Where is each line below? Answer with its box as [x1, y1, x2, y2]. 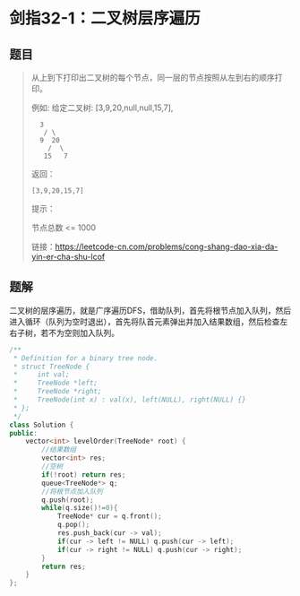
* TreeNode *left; [13, 378, 99, 388]
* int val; [13, 370, 70, 379]
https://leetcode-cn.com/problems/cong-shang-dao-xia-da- [55, 241, 279, 252]
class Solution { [9, 420, 74, 429]
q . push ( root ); [41, 495, 94, 505]
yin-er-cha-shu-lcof [30, 252, 106, 262]
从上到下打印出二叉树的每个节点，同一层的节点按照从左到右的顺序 [30, 73, 275, 82]
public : [9, 428, 39, 437]
